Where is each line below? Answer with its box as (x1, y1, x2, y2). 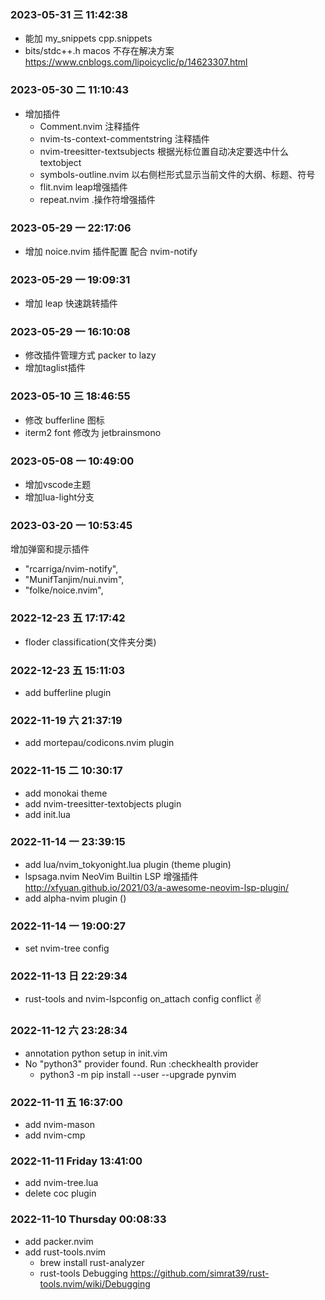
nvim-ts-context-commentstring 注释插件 (39, 132, 210, 145)
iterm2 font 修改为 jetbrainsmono (24, 426, 162, 438)
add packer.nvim (24, 1235, 94, 1247)
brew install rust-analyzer (39, 1256, 145, 1268)
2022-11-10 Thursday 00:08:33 (10, 1212, 167, 1226)
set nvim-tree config (24, 942, 110, 955)
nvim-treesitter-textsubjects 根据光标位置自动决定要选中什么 (39, 145, 289, 157)
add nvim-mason (24, 1119, 95, 1131)
